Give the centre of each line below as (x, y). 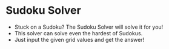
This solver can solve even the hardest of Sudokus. (78, 33)
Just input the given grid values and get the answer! (79, 39)
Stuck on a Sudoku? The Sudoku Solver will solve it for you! (89, 27)
